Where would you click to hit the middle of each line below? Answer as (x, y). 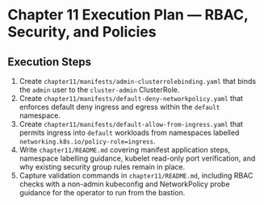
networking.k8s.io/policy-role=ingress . (87, 141)
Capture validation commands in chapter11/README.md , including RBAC (136, 176)
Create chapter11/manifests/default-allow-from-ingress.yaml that (131, 124)
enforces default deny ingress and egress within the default (119, 107)
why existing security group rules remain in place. (102, 167)
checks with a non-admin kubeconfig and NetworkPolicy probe (125, 184)
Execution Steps (50, 62)
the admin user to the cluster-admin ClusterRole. (99, 90)
